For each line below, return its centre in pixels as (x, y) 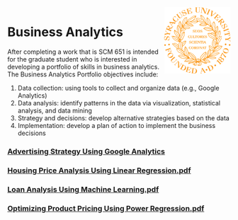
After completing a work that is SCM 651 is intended (83, 52)
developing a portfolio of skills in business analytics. (83, 66)
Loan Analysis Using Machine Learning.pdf (83, 189)
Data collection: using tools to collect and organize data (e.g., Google (118, 88)
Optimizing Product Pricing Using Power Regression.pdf (106, 208)
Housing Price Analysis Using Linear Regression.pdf (99, 170)
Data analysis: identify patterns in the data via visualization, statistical (119, 103)
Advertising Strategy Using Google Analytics (86, 151)
